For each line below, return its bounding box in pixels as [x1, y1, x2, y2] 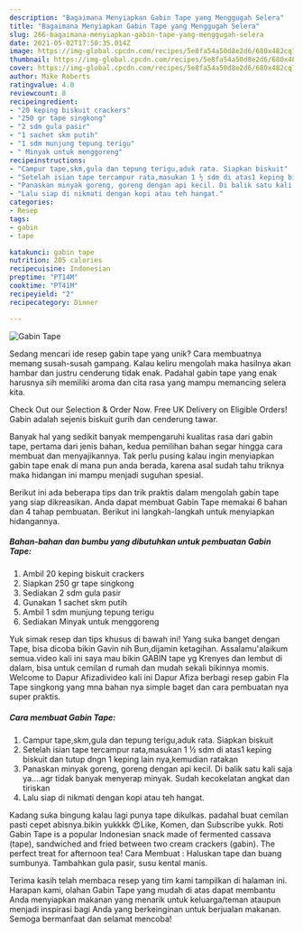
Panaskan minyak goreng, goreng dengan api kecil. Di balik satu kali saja [22, 763, 293, 774]
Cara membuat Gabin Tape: [9, 712, 116, 723]
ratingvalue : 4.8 [9, 80, 75, 89]
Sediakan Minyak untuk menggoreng [22, 616, 160, 627]
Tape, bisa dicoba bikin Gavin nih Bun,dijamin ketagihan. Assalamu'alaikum [9, 643, 289, 654]
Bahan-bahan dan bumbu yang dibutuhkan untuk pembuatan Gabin [9, 536, 271, 547]
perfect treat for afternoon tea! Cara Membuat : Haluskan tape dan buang [9, 848, 282, 859]
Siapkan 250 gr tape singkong [22, 578, 135, 589]
